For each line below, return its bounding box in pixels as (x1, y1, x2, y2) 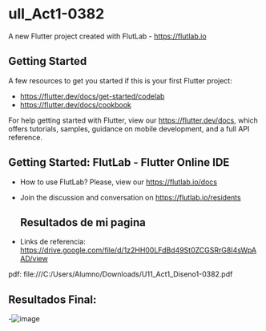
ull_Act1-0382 (8, 5, 105, 23)
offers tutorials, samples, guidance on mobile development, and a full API (8, 123, 250, 133)
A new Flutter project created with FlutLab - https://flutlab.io (8, 31, 207, 41)
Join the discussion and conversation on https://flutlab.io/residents (19, 192, 242, 202)
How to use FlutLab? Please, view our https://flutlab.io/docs (19, 177, 218, 187)
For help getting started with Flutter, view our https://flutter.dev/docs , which (8, 115, 259, 125)
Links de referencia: (19, 237, 86, 247)
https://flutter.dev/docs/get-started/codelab (19, 91, 165, 101)
